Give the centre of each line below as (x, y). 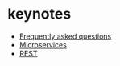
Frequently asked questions (65, 36)
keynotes (39, 14)
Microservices (43, 44)
